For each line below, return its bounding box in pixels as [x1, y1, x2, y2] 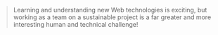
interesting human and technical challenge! [13, 21, 139, 28]
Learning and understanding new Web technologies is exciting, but [13, 6, 207, 14]
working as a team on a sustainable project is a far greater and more [13, 13, 212, 21]
